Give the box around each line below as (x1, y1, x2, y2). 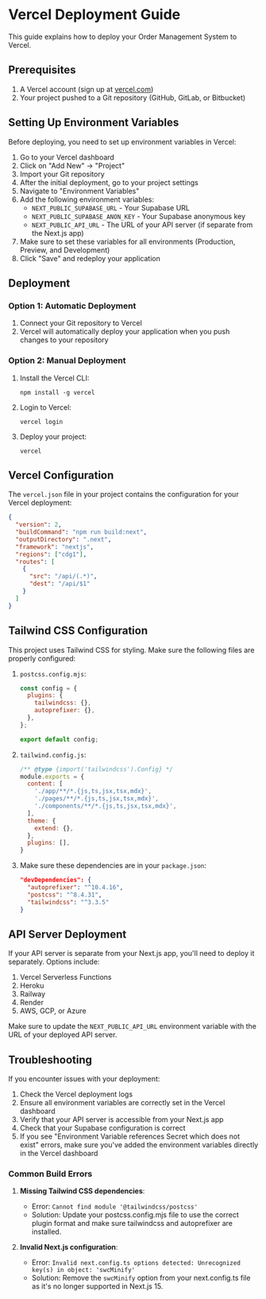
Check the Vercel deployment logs (19, 1089, 133, 1099)
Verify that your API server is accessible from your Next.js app (19, 1115, 224, 1124)
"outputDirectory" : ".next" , (15, 535, 112, 543)
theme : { (27, 816, 56, 825)
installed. (31, 1227, 62, 1236)
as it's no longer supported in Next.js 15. (31, 1282, 164, 1291)
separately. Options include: (8, 957, 100, 966)
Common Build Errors (8, 1169, 93, 1180)
